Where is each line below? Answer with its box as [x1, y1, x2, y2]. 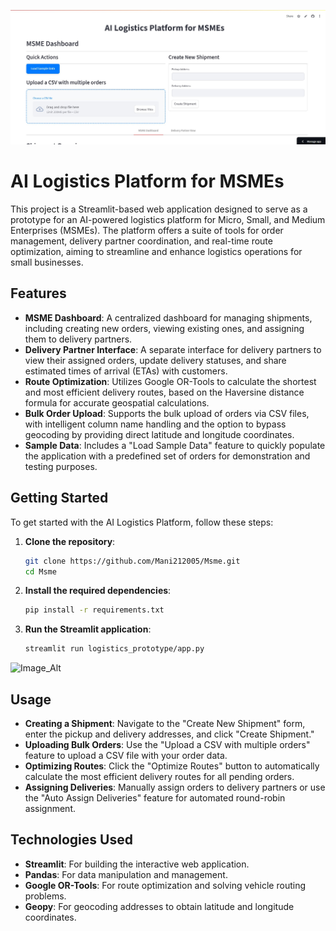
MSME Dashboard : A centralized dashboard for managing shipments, [24, 311, 313, 324]
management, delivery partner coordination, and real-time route [10, 235, 273, 247]
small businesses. [10, 256, 84, 269]
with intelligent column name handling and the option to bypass [24, 418, 287, 430]
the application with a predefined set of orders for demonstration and [24, 450, 311, 462]
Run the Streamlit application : [24, 623, 152, 635]
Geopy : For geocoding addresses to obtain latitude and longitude [24, 900, 295, 912]
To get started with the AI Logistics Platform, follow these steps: [10, 516, 274, 528]
